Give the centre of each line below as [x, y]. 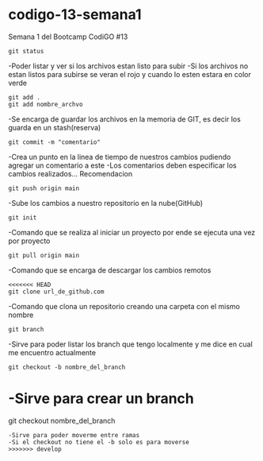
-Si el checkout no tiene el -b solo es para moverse [99, 442]
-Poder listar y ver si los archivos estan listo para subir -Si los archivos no [128, 66]
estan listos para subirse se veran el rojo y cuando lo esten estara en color [130, 74]
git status [26, 51]
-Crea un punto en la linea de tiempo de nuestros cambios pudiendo [120, 157]
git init [23, 217]
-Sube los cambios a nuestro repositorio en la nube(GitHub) [106, 203]
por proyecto [29, 241]
